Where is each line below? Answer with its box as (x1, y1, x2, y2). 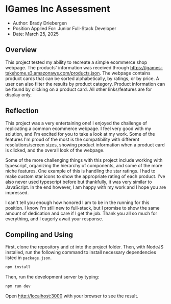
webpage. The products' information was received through (5, 64, 129, 70)
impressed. (5, 189, 29, 195)
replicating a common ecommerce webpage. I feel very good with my (5, 125, 152, 132)
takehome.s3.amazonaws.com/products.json (5, 70, 100, 76)
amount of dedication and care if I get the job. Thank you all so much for (5, 210, 157, 216)
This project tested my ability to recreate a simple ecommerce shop (5, 59, 147, 65)
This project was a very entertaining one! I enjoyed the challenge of (5, 120, 147, 126)
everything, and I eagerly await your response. (5, 215, 104, 222)
